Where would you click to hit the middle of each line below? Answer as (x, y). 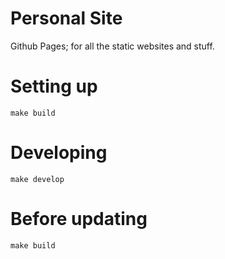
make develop (37, 179)
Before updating (79, 219)
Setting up (54, 86)
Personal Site (66, 18)
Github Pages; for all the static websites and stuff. (112, 46)
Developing (59, 153)
